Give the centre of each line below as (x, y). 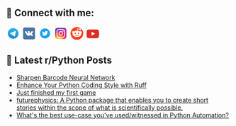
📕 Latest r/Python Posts (59, 61)
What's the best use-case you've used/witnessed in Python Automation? (122, 115)
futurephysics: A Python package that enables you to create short (112, 100)
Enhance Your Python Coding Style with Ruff (82, 85)
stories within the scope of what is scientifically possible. (100, 108)
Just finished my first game (56, 92)
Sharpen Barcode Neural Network (66, 77)
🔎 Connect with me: (50, 13)
